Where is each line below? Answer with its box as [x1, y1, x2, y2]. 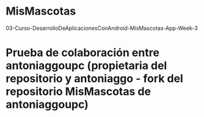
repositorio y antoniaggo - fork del [5, 72, 184, 86]
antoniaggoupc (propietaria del [5, 59, 167, 73]
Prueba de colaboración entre [5, 46, 160, 60]
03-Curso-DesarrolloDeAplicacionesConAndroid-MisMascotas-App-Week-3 [5, 24, 198, 32]
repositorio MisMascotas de [5, 85, 151, 99]
